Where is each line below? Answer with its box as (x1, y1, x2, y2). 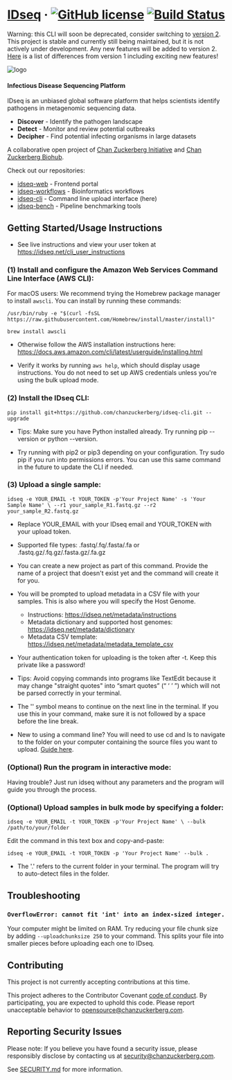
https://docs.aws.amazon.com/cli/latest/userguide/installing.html (17, 348, 203, 356)
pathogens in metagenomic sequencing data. (7, 104, 136, 112)
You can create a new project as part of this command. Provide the (17, 561, 208, 569)
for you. (17, 576, 40, 585)
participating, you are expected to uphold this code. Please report (7, 998, 195, 1007)
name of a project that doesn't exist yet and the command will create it (17, 569, 219, 577)
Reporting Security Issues (7, 1026, 123, 1038)
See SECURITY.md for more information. (7, 1065, 123, 1073)
